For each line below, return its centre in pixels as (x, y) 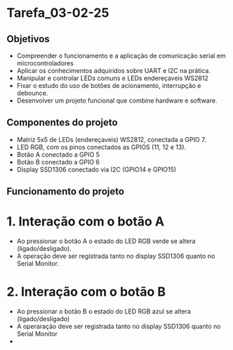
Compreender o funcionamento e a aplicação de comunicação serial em (121, 56)
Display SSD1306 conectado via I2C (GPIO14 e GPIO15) (96, 169)
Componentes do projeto (62, 123)
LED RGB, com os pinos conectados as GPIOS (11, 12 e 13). (101, 147)
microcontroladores (45, 63)
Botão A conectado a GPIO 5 (58, 154)
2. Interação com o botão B (86, 292)
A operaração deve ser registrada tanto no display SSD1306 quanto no (119, 326)
